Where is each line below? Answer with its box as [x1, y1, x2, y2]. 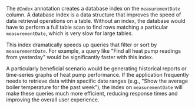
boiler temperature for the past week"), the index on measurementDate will [6, 84, 183, 90]
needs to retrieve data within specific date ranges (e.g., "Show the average [6, 77, 189, 84]
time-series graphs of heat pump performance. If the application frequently [6, 71, 189, 78]
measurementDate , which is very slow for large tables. [6, 30, 134, 37]
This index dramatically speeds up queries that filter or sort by [6, 41, 157, 48]
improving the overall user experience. [6, 96, 100, 103]
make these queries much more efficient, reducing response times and [6, 90, 178, 97]
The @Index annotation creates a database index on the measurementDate [6, 5, 181, 12]
